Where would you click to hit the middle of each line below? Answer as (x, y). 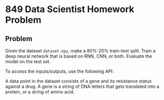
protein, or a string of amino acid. (40, 92)
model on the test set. (28, 61)
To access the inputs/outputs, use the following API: (59, 71)
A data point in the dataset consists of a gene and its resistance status (78, 81)
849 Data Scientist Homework (70, 9)
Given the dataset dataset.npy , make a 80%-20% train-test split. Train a (80, 51)
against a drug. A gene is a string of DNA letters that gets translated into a (82, 86)
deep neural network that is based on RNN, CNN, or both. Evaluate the (79, 56)
